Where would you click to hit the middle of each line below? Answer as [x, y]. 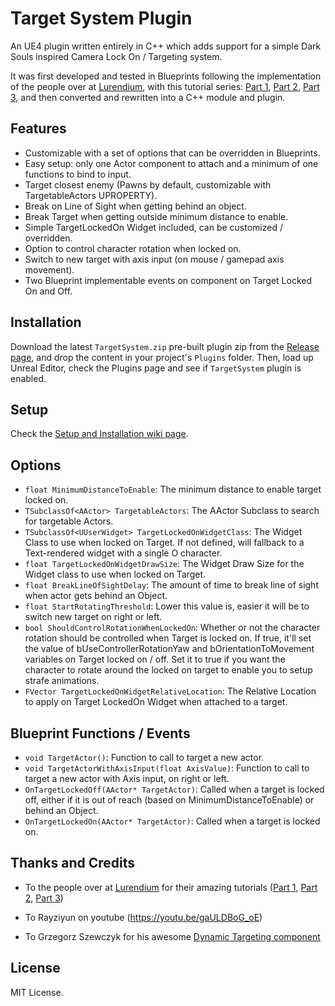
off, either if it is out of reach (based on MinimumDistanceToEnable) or [169, 800]
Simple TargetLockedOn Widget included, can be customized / [153, 227]
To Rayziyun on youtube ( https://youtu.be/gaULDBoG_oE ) [143, 917]
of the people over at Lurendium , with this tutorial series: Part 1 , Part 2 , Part [165, 86]
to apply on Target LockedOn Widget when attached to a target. [156, 702]
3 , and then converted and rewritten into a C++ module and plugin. [148, 97]
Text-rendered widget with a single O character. [123, 553]
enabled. [28, 378]
